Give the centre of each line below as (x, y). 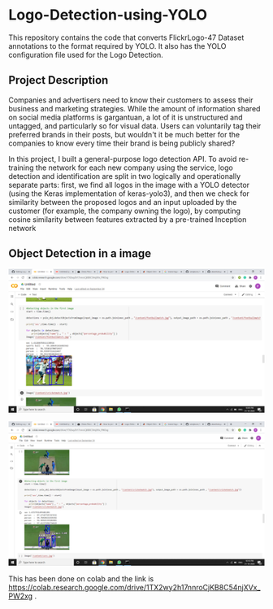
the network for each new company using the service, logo (134, 167)
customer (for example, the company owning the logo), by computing (125, 211)
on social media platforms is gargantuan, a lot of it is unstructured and (126, 117)
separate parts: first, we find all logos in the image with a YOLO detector (129, 185)
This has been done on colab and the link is (81, 578)
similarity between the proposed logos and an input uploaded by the (123, 202)
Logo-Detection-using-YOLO (108, 15)
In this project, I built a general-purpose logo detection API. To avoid (123, 159)
